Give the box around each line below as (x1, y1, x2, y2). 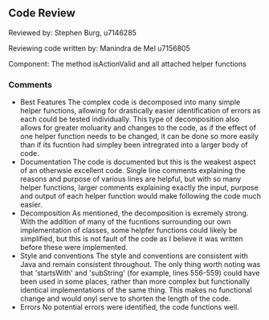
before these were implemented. (19, 243, 128, 252)
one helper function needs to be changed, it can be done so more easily (19, 132, 259, 142)
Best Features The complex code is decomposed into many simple (19, 97, 241, 107)
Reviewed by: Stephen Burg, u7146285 (8, 27, 137, 37)
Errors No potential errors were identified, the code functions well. (19, 302, 239, 312)
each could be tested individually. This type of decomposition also (19, 114, 239, 124)
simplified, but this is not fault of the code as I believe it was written (19, 234, 243, 244)
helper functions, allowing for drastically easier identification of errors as (19, 106, 261, 116)
